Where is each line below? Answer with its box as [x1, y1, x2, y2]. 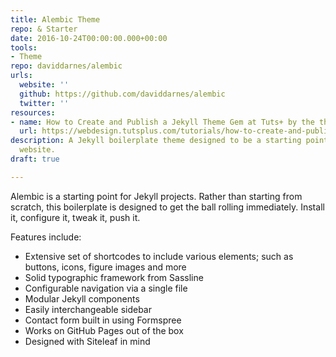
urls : [10, 71, 33, 81]
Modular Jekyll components [24, 292, 140, 305]
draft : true [10, 154, 60, 164]
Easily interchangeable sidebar [24, 303, 152, 315]
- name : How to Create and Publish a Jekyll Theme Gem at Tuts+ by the [10, 117, 315, 127]
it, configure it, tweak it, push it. [10, 211, 141, 223]
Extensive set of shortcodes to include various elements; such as [24, 250, 294, 262]
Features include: [10, 231, 82, 243]
